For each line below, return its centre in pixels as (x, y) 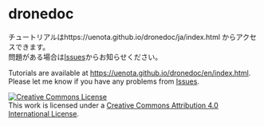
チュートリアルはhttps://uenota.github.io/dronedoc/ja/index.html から (122, 37)
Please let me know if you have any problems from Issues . (104, 81)
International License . (44, 113)
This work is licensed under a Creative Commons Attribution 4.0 (114, 105)
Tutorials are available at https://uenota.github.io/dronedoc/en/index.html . (130, 73)
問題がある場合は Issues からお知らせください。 (85, 57)
